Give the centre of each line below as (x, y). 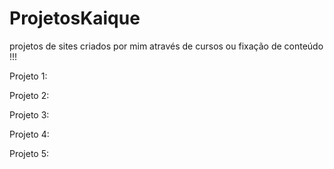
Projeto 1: (28, 76)
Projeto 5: (29, 153)
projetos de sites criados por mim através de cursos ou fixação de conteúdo (166, 46)
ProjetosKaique (75, 18)
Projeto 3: (29, 114)
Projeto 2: (29, 95)
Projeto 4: (29, 134)
